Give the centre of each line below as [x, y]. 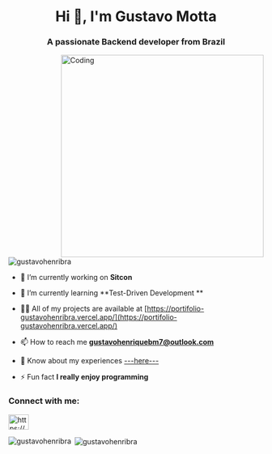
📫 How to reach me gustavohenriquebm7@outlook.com [117, 342]
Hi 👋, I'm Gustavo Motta [136, 17]
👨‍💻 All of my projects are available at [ [83, 309]
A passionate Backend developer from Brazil [136, 42]
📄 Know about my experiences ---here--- [89, 361]
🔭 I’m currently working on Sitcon [76, 278]
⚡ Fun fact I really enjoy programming [84, 377]
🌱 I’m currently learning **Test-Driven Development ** [112, 293]
